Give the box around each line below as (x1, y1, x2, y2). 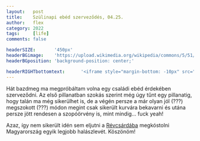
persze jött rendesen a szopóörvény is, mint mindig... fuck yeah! (6, 110, 164, 117)
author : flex (6, 20, 44, 25)
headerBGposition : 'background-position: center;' (6, 57, 135, 64)
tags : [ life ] (6, 31, 49, 37)
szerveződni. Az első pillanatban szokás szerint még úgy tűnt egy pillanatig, (6, 91, 192, 98)
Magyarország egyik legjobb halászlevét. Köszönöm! (6, 128, 136, 135)
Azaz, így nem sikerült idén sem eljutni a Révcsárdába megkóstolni (6, 121, 170, 129)
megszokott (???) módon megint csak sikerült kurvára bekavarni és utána (6, 104, 186, 111)
